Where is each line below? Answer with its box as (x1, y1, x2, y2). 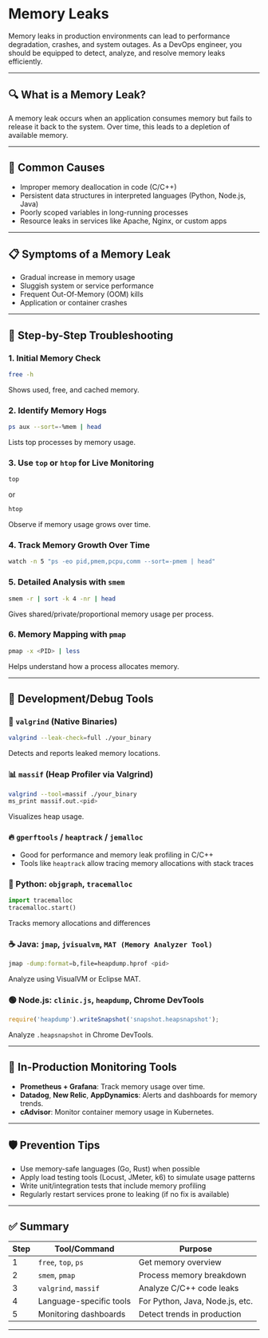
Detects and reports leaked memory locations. (8, 749, 161, 758)
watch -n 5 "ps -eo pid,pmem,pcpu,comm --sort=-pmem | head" (8, 557, 216, 566)
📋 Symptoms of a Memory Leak (8, 247, 171, 261)
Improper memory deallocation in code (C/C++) (19, 182, 177, 191)
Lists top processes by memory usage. (8, 438, 136, 447)
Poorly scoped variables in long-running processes (19, 207, 189, 217)
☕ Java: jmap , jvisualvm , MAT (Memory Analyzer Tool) (8, 939, 213, 950)
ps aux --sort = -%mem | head (8, 423, 102, 431)
